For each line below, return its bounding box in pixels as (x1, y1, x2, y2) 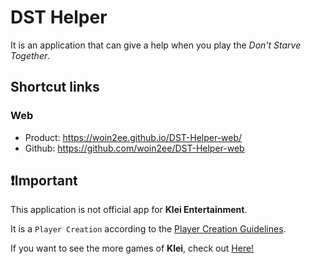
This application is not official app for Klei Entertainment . (10, 204, 248, 216)
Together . (10, 49, 51, 61)
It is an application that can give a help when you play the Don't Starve (10, 39, 302, 51)
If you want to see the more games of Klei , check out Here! (10, 242, 255, 255)
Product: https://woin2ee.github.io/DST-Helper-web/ (24, 131, 243, 143)
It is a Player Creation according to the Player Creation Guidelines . (10, 223, 287, 235)
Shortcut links (10, 79, 100, 96)
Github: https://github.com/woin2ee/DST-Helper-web (24, 142, 245, 154)
